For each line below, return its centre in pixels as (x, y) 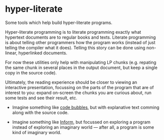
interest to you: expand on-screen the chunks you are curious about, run (78, 93)
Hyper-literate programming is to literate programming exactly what (73, 32)
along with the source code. (40, 112)
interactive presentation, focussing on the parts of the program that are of (80, 87)
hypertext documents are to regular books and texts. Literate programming (81, 37)
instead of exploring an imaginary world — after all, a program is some (83, 127)
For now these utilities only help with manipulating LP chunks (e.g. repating (81, 62)
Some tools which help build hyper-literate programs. (59, 23)
